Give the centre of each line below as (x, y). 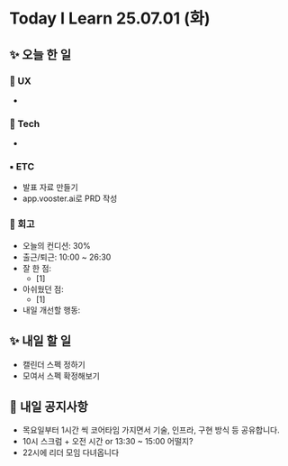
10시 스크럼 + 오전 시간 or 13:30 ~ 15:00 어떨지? (108, 442)
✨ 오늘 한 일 (40, 55)
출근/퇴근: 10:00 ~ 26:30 (67, 257)
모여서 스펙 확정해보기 (61, 376)
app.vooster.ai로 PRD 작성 (70, 198)
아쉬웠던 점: (43, 288)
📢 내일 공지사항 (49, 407)
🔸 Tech (25, 123)
